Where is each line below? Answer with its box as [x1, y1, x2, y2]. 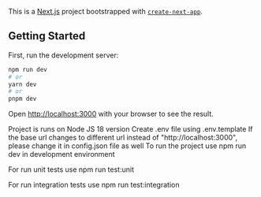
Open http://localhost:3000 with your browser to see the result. [8, 110, 214, 119]
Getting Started [8, 29, 86, 43]
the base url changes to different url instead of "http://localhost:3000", [8, 133, 238, 143]
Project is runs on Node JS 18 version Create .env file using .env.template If [8, 125, 253, 134]
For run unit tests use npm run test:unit [8, 165, 134, 174]
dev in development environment [8, 150, 116, 159]
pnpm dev [8, 95, 37, 103]
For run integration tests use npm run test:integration [8, 180, 180, 190]
